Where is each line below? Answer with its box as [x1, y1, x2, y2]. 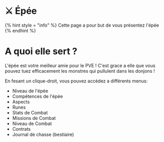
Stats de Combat [12, 109, 48, 115]
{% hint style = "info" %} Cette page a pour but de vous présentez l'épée [5, 22, 159, 28]
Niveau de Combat [12, 120, 52, 127]
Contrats [12, 126, 31, 132]
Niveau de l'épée [12, 88, 48, 94]
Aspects [12, 98, 30, 105]
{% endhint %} [5, 27, 36, 33]
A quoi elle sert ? [5, 46, 78, 57]
